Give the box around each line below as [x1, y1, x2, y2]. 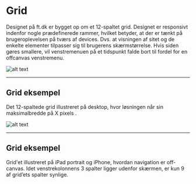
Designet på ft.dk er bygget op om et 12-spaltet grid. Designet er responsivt [6, 23, 188, 30]
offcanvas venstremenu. [6, 54, 65, 61]
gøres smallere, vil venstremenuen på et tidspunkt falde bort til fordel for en [6, 48, 188, 55]
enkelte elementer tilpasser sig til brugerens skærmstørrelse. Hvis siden [6, 42, 179, 49]
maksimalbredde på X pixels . [6, 109, 77, 116]
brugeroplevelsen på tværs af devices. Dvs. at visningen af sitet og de [6, 36, 175, 43]
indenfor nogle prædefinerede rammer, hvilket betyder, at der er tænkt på [6, 29, 183, 36]
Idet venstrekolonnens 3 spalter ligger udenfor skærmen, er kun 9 [26, 165, 185, 172]
